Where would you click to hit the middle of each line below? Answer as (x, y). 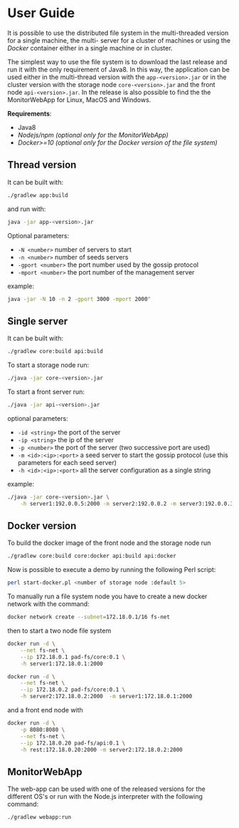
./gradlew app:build (38, 195)
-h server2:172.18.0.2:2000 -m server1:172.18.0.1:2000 (106, 697)
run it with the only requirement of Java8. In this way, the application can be (118, 69)
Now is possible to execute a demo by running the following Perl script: (112, 570)
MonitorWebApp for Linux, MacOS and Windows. (79, 99)
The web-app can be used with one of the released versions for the (106, 789)
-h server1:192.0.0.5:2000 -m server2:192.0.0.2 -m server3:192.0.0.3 (127, 504)
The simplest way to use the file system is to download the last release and (117, 61)
